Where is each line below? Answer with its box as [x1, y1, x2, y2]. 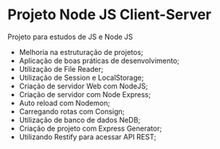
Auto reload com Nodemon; [18, 98, 111, 108]
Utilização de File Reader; [18, 64, 104, 73]
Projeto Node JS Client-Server [7, 6, 212, 24]
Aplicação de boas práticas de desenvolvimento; [18, 56, 180, 65]
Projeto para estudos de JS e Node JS [7, 32, 133, 41]
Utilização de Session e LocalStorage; [18, 73, 144, 82]
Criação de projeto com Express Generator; [18, 124, 163, 133]
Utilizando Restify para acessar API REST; [18, 131, 156, 141]
